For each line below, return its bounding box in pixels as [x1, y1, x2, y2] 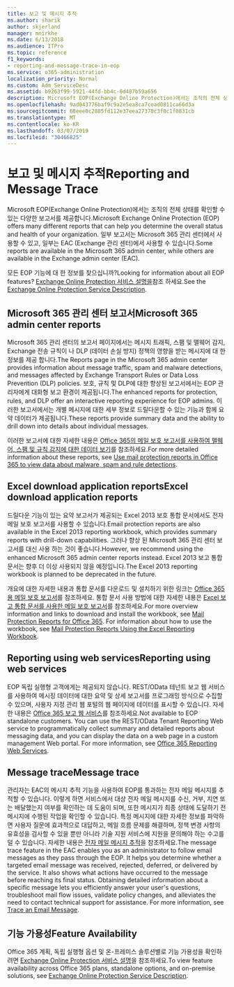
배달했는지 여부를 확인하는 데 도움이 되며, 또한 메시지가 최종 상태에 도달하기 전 [14, 803, 226, 812]
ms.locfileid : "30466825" [7, 134, 82, 141]
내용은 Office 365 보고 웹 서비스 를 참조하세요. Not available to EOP [14, 709, 198, 717]
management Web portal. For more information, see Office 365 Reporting [7, 739, 217, 747]
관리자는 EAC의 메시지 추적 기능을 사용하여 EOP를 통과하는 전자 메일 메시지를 [7, 786, 217, 794]
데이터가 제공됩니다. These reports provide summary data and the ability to [14, 414, 225, 422]
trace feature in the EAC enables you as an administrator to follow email [7, 846, 212, 855]
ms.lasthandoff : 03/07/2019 [7, 127, 89, 134]
